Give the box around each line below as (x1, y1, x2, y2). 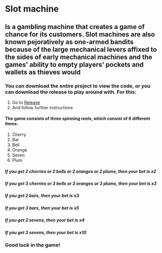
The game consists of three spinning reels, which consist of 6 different (5, 116, 150, 121)
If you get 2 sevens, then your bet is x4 (5, 217, 85, 223)
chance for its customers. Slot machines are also (5, 30, 155, 38)
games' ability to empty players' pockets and (5, 60, 144, 69)
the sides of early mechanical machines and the (5, 53, 152, 61)
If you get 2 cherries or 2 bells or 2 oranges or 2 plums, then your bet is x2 (5, 168, 156, 174)
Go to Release (12, 99, 40, 105)
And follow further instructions (12, 104, 74, 110)
